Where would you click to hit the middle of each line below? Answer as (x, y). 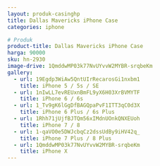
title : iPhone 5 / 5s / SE (60, 85)
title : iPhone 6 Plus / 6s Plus (67, 112)
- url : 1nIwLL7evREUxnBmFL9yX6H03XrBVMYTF (77, 93)
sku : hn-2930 (26, 60)
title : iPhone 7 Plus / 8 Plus (66, 138)
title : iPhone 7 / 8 (50, 125)
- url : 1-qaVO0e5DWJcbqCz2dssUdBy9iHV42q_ (77, 131)
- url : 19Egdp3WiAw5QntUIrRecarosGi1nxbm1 (77, 79)
